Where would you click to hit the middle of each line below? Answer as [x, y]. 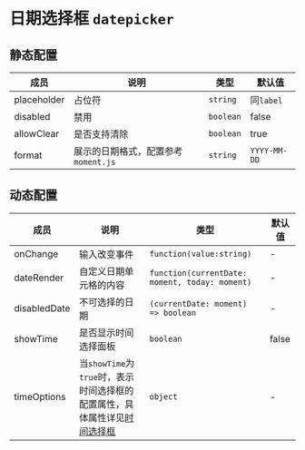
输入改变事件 [106, 254]
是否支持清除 [101, 134]
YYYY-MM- [269, 151]
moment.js [95, 162]
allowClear [37, 134]
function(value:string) [201, 254]
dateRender [39, 278]
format [28, 155]
